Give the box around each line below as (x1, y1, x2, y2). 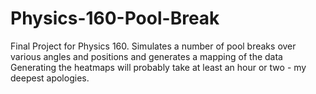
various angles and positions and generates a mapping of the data (10, 50, 283, 62)
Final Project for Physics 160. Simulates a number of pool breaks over (10, 40, 297, 52)
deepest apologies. (10, 72, 90, 84)
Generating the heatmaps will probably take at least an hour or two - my (10, 61, 307, 73)
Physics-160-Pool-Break (10, 7, 220, 30)
